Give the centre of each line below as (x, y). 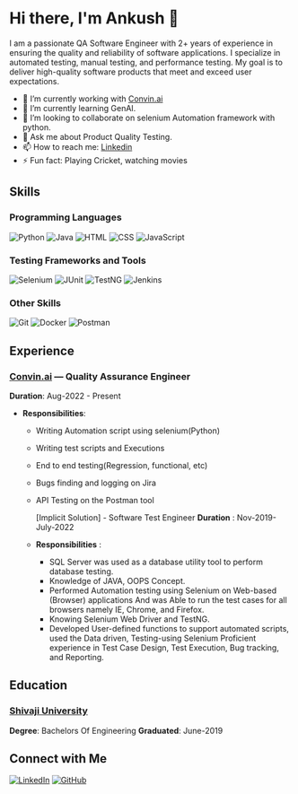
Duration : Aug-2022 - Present (65, 396)
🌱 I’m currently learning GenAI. (79, 108)
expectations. (35, 81)
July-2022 (55, 527)
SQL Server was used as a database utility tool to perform (156, 562)
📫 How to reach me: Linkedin (77, 146)
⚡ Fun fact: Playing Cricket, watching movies (105, 160)
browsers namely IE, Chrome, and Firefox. (127, 609)
